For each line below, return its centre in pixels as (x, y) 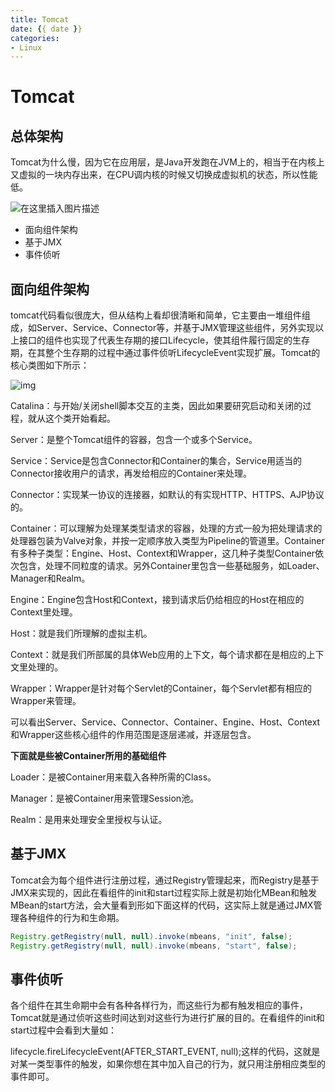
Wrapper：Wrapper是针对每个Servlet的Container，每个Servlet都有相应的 (161, 688)
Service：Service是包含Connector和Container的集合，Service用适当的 (156, 461)
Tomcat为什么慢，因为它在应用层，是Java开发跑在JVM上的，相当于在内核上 (167, 162)
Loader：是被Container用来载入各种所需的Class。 (113, 777)
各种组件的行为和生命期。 (71, 917)
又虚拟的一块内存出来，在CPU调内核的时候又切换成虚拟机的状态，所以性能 (164, 175)
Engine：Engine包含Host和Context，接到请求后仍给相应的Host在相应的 (157, 600)
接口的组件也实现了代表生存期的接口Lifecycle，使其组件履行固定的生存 (164, 340)
